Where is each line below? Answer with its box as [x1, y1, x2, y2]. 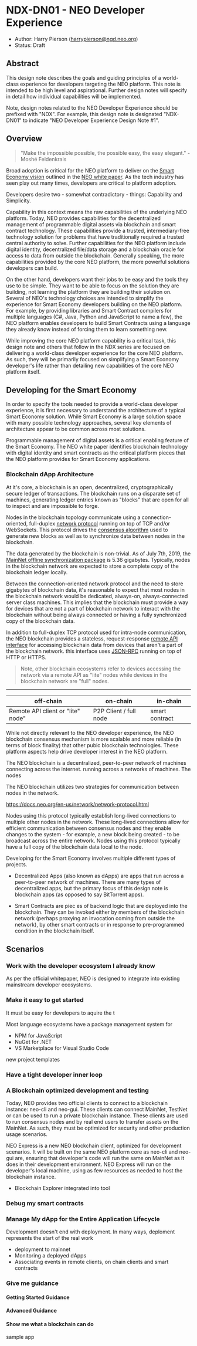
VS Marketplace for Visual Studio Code [14, 1045, 110, 1052]
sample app [6, 1334, 35, 1341]
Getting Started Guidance [6, 1294, 70, 1301]
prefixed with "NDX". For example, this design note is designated [6, 110, 162, 117]
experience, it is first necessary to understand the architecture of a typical [6, 407, 186, 414]
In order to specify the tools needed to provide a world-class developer [6, 401, 179, 408]
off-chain [34, 697, 63, 705]
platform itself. [6, 368, 41, 375]
